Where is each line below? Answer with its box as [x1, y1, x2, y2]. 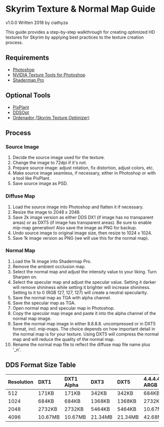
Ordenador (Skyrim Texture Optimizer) [12, 114, 90, 120]
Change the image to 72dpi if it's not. [12, 160, 87, 166]
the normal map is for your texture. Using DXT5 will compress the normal [12, 331, 159, 337]
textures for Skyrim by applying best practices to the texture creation [5, 34, 144, 40]
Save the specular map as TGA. [12, 300, 76, 306]
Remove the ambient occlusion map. [12, 263, 86, 270]
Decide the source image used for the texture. [12, 155, 105, 160]
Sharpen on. [12, 274, 38, 280]
